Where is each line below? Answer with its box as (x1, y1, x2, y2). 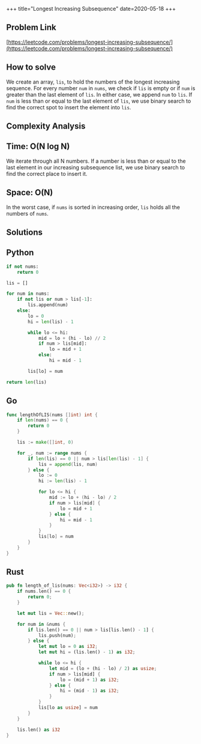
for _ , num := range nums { (17, 450, 87, 456)
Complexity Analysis (6, 121, 86, 132)
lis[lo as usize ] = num (38, 705, 98, 711)
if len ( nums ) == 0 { (17, 417, 68, 423)
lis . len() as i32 (17, 727, 61, 733)
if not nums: (6, 264, 39, 270)
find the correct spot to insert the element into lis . (6, 103, 131, 110)
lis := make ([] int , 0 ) (17, 440, 74, 446)
